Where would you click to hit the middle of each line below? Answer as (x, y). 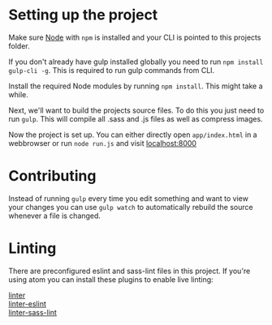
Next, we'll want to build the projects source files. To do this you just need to (136, 110)
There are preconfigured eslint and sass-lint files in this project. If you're (130, 271)
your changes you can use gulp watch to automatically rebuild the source (131, 207)
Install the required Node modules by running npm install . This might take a (136, 86)
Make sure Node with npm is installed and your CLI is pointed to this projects (135, 37)
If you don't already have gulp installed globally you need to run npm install (136, 62)
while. (18, 94)
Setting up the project (83, 15)
